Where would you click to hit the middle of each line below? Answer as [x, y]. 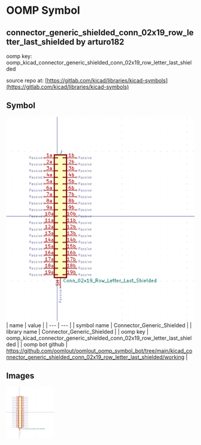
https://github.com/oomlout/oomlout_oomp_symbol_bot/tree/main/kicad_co [99, 350]
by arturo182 [100, 42]
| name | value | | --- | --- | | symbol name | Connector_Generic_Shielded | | [99, 325]
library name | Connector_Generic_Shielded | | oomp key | [77, 331]
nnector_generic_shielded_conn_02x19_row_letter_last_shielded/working [95, 357]
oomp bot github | [45, 344]
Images [20, 376]
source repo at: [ [27, 80]
